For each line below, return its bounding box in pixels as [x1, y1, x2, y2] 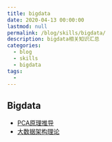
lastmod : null [7, 23, 48, 30]
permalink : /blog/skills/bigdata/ [7, 29, 107, 37]
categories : [7, 42, 41, 49]
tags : [7, 68, 23, 74]
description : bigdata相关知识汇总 [7, 36, 100, 43]
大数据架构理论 [16, 128, 60, 136]
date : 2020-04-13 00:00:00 [7, 17, 85, 23]
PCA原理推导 [16, 119, 54, 128]
